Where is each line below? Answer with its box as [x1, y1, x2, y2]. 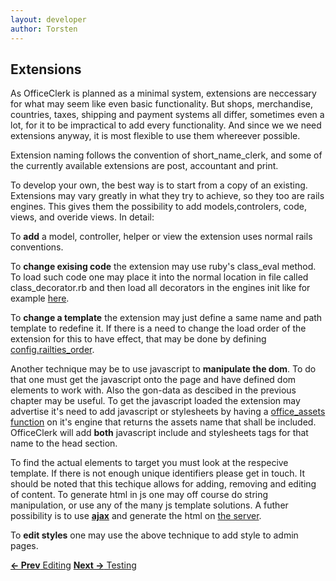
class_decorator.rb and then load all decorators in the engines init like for [10, 282, 311, 294]
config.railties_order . [10, 344, 95, 356]
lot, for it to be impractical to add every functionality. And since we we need [10, 119, 322, 131]
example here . [10, 292, 70, 305]
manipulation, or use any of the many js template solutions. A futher [10, 499, 289, 511]
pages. [10, 540, 39, 552]
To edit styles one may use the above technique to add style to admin [10, 529, 299, 541]
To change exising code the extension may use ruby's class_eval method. [10, 261, 317, 273]
